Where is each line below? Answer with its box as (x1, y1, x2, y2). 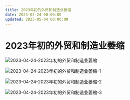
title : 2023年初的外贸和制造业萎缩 (5, 7, 71, 13)
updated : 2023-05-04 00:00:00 (5, 17, 69, 22)
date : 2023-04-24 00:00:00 (5, 12, 62, 17)
